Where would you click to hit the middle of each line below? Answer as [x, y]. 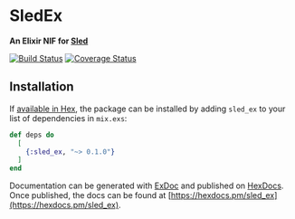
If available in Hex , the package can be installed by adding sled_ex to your [147, 109]
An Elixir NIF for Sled [49, 41]
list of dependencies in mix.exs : [68, 118]
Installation [42, 87]
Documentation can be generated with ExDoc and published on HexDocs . [147, 186]
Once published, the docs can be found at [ [90, 195]
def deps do [32, 135]
